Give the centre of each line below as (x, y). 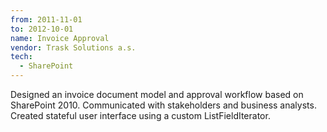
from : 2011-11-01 (46, 19)
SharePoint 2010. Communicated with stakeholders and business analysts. (163, 105)
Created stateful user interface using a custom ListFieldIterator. (140, 115)
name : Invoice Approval (60, 38)
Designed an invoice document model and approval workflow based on (157, 94)
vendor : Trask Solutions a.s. (73, 47)
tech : (21, 57)
